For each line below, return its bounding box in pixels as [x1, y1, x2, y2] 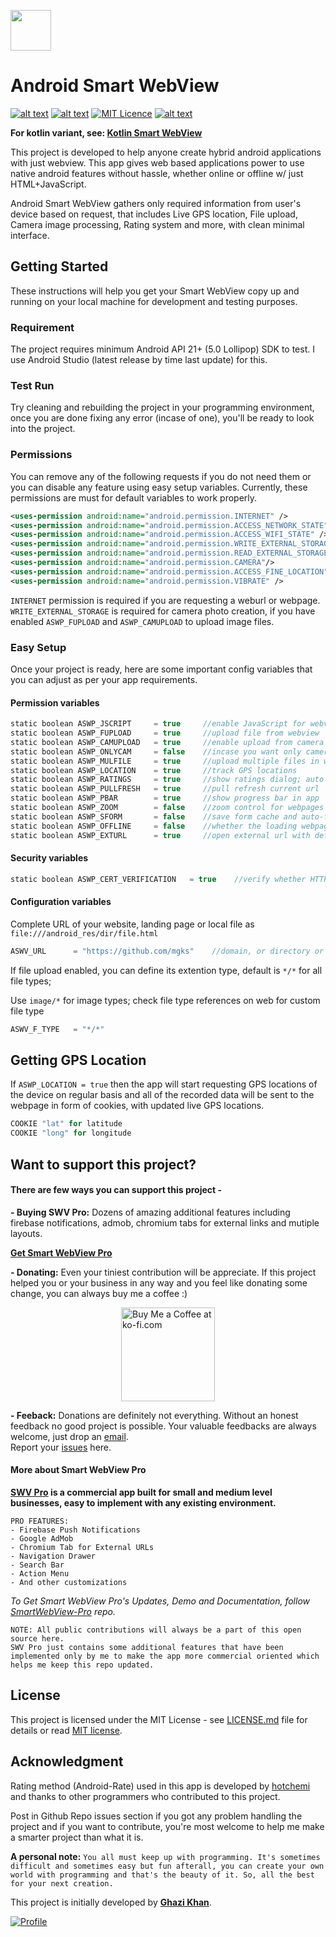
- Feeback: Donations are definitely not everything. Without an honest [10, 1409, 299, 1421]
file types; [10, 975, 52, 987]
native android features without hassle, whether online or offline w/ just [10, 167, 304, 179]
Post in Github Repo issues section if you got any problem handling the [10, 1810, 303, 1822]
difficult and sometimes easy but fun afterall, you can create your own [10, 1861, 325, 1871]
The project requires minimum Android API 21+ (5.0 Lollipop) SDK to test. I [10, 343, 315, 355]
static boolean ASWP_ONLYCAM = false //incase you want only [10, 746, 302, 757]
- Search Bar [10, 1560, 65, 1570]
